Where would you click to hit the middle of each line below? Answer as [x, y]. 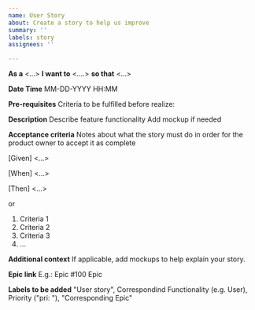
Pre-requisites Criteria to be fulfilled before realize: [92, 104]
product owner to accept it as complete [72, 143]
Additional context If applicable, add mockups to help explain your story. [127, 259]
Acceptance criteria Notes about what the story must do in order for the [126, 135]
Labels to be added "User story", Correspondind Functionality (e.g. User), [128, 290]
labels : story [31, 37]
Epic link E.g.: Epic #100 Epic [55, 275]
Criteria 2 [35, 228]
